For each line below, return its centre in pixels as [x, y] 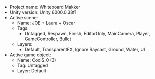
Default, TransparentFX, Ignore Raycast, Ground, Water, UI [85, 50]
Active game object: [30, 55]
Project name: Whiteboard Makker [45, 7]
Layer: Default [32, 71]
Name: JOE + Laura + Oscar [46, 23]
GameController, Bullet [48, 39]
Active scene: [24, 18]
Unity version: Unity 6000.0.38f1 [43, 12]
